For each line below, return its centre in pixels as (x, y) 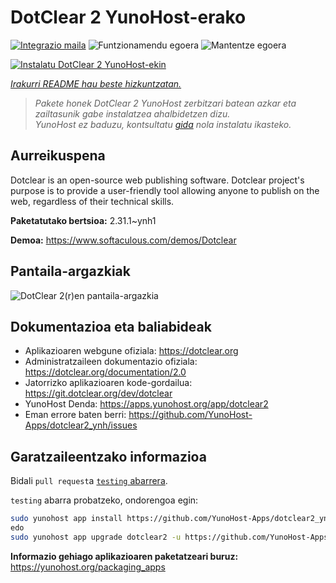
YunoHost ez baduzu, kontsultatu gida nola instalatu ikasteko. (163, 124)
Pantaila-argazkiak (70, 271)
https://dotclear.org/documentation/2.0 (105, 372)
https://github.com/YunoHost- (190, 415)
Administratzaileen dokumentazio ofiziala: (111, 362)
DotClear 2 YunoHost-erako (128, 17)
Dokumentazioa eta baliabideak (111, 326)
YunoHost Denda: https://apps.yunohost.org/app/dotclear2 (146, 404)
